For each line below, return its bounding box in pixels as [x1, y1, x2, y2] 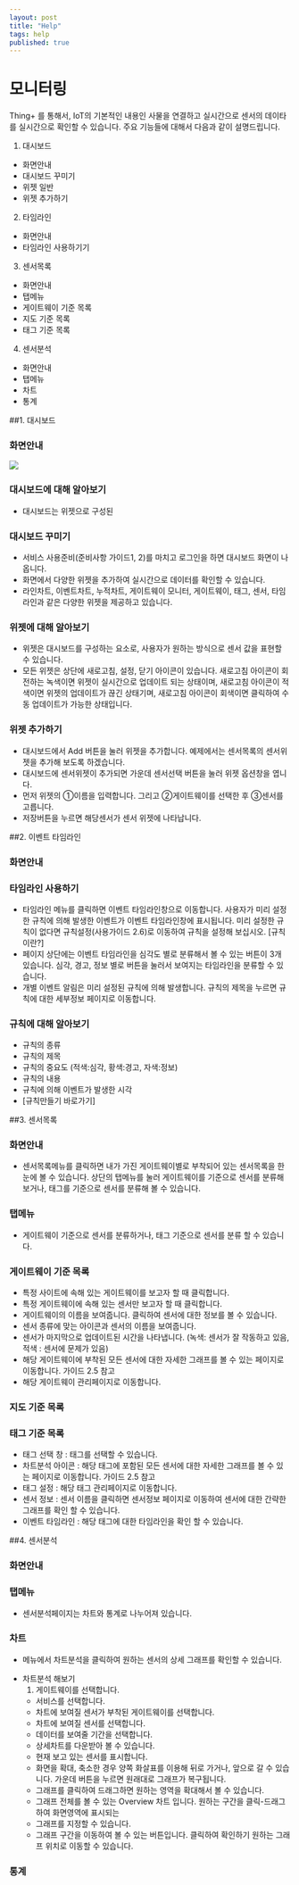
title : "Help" [9, 21, 62, 30]
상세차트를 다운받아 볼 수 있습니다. [35, 1740, 155, 1750]
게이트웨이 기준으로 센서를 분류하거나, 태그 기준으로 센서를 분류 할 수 [21, 1229, 261, 1241]
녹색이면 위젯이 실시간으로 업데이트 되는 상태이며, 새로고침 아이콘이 [46, 677, 280, 687]
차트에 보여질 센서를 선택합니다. [35, 1717, 145, 1728]
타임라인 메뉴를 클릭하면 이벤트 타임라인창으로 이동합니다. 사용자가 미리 [21, 903, 270, 915]
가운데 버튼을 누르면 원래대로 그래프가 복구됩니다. [54, 1773, 227, 1784]
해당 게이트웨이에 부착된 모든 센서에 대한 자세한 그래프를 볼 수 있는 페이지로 [21, 1354, 285, 1366]
